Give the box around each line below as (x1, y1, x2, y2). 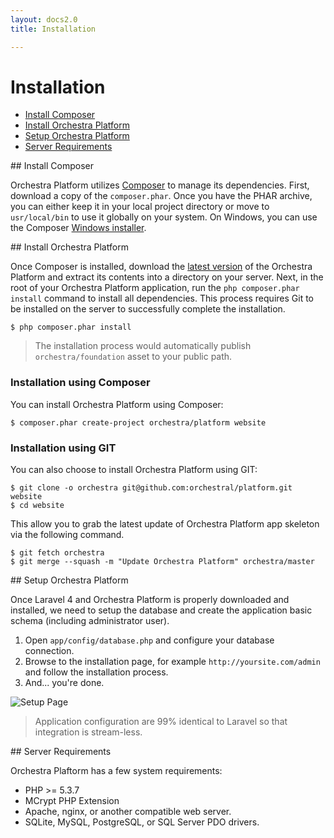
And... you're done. (24, 677, 105, 689)
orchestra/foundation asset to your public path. (34, 351, 233, 363)
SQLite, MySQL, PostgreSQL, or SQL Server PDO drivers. (24, 816, 260, 828)
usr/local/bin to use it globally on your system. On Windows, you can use (10, 211, 318, 223)
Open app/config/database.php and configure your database (24, 634, 275, 646)
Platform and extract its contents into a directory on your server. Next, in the (10, 271, 324, 283)
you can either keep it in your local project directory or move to (10, 201, 270, 213)
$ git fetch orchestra (10, 548, 105, 558)
